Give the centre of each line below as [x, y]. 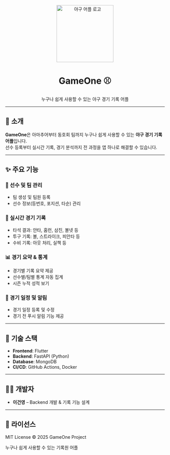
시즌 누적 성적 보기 [31, 284]
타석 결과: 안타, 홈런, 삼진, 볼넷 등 [45, 230]
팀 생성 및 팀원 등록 [31, 197]
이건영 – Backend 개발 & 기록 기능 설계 [51, 402]
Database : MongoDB [35, 362]
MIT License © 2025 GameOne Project [46, 437]
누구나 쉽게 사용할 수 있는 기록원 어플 [42, 447]
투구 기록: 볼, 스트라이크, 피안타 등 [46, 236]
